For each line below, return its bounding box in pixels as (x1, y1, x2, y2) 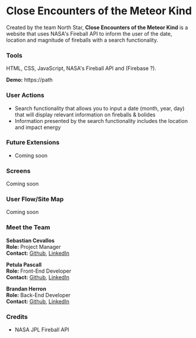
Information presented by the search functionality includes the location (14, 117, 188, 124)
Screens (6, 166, 31, 175)
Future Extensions (6, 138, 60, 147)
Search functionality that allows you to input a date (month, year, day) (14, 105, 185, 112)
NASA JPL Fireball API (14, 326, 69, 333)
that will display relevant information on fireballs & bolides (14, 111, 156, 118)
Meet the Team (6, 223, 50, 232)
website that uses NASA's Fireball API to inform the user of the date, (6, 30, 173, 37)
